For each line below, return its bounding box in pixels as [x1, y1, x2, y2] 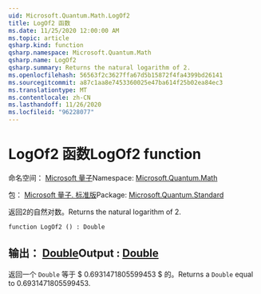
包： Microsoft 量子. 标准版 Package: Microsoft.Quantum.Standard [8, 189, 224, 200]
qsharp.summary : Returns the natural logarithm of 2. [8, 64, 192, 72]
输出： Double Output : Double [8, 247, 160, 260]
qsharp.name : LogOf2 [8, 57, 77, 65]
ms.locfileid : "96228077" [8, 109, 94, 117]
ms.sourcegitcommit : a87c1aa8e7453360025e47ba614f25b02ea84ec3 [8, 78, 223, 86]
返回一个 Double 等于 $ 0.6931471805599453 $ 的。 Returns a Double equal [8, 269, 254, 279]
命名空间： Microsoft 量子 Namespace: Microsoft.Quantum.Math [8, 173, 218, 182]
